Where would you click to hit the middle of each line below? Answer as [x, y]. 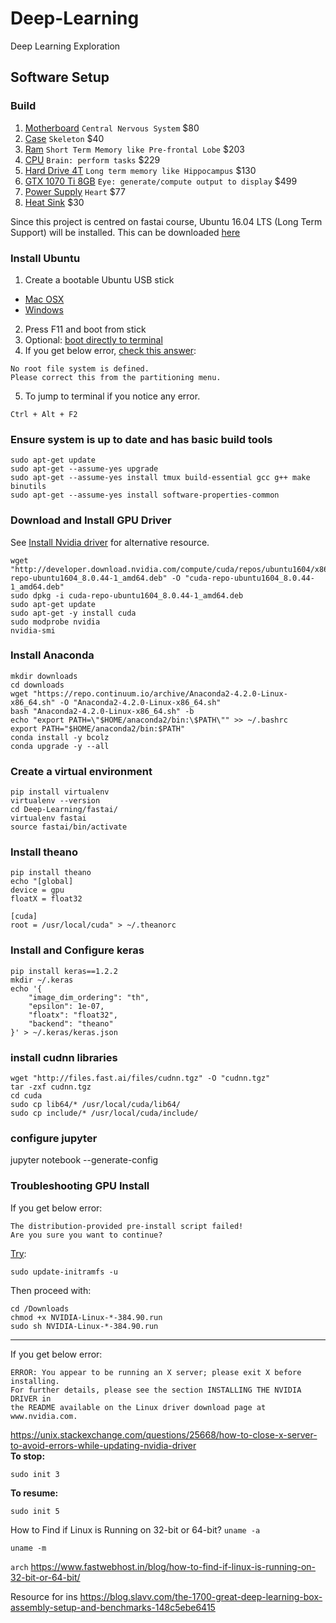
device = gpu [37, 890]
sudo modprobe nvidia [55, 622]
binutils [28, 487]
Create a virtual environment [81, 771]
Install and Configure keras [77, 950]
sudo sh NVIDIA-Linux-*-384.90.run [84, 1326]
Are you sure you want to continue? [86, 1235]
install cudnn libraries [64, 1057]
